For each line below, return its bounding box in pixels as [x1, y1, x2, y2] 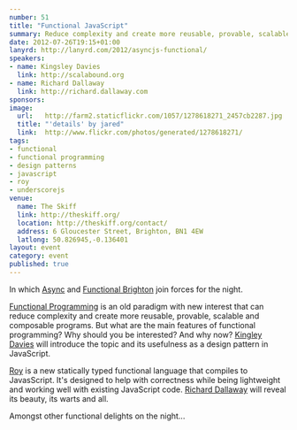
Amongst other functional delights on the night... [9, 411, 186, 421]
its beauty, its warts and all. [9, 393, 109, 403]
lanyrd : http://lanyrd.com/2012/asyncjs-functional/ [9, 46, 208, 55]
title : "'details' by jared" [17, 120, 125, 129]
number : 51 [9, 12, 49, 22]
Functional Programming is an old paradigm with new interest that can [9, 301, 264, 311]
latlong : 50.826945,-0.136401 [17, 235, 128, 244]
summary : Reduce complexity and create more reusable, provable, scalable [9, 29, 291, 38]
